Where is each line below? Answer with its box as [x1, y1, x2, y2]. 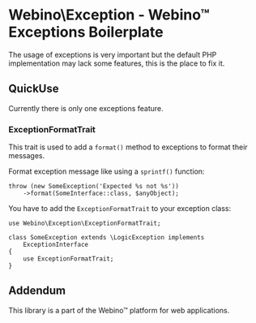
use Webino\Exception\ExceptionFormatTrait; [8, 219, 161, 228]
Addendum [8, 284, 66, 298]
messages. [8, 151, 45, 161]
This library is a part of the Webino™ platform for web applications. [8, 305, 230, 315]
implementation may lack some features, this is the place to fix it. [8, 58, 225, 68]
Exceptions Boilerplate [8, 23, 164, 41]
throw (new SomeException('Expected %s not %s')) [8, 183, 180, 191]
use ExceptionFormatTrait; [23, 255, 114, 263]
